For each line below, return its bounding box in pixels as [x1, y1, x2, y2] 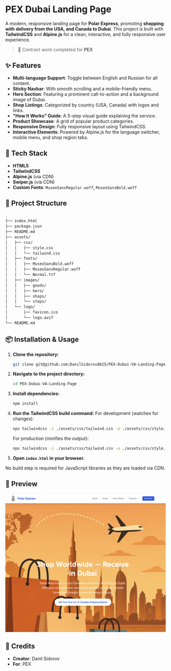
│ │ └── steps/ [5, 299, 47, 304]
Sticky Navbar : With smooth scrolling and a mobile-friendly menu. [12, 86, 153, 92]
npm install [12, 401, 38, 406]
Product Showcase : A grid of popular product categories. [12, 118, 134, 124]
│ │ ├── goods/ [5, 283, 47, 288]
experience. [5, 37, 31, 43]
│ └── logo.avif [5, 315, 53, 320]
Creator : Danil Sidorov [12, 655, 60, 661]
